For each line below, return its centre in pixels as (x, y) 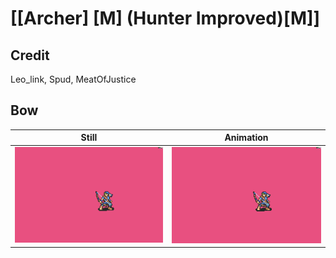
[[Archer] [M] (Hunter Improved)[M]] (165, 18)
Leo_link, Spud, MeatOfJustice (73, 79)
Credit (30, 55)
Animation (246, 138)
